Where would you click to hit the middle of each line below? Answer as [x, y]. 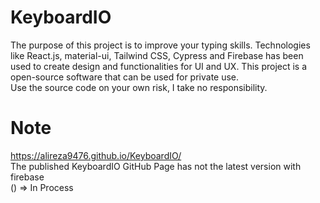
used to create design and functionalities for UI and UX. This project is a [159, 66]
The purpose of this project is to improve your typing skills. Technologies [160, 45]
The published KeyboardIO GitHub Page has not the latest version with [156, 166]
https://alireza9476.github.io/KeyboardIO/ [96, 155]
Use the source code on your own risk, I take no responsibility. [139, 87]
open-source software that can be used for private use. [125, 77]
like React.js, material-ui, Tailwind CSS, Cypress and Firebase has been [157, 55]
